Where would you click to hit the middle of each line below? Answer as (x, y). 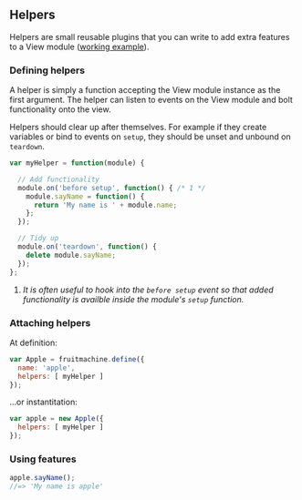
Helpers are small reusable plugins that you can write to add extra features (150, 36)
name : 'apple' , (47, 368)
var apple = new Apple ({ (57, 419)
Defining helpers (47, 70)
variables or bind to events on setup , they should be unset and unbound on (150, 137)
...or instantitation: (43, 402)
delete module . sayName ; (71, 255)
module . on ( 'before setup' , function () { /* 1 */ (112, 188)
